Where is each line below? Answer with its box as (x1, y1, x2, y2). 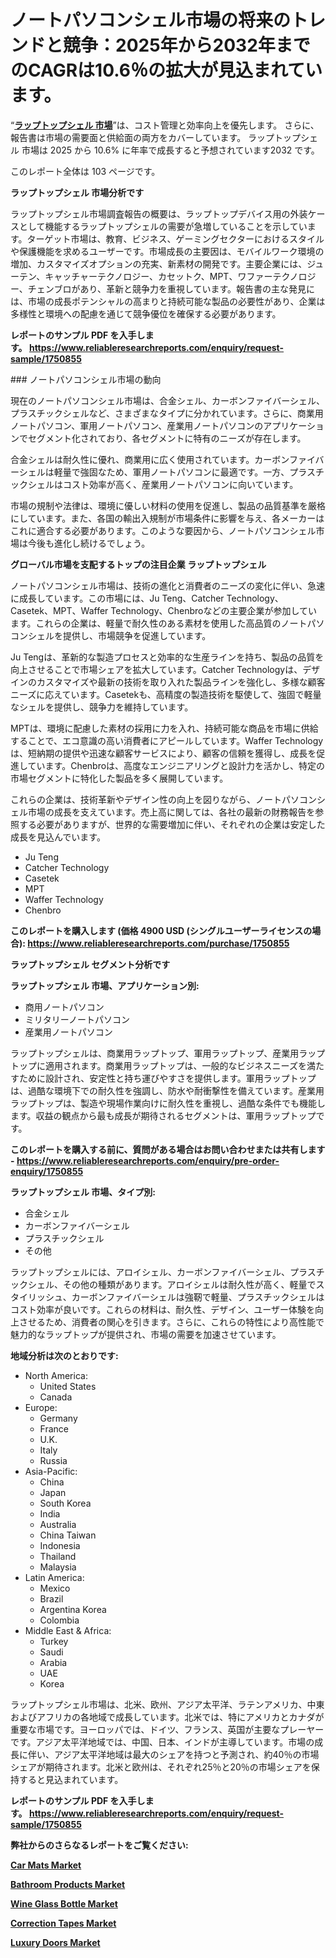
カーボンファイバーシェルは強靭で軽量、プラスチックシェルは (71, 1291, 325, 1303)
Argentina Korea (39, 1603, 107, 1615)
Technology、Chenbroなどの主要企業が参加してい (110, 604, 318, 616)
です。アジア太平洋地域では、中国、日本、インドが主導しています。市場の (10, 1736, 315, 1748)
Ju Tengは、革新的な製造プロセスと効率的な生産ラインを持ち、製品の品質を (10, 651, 325, 663)
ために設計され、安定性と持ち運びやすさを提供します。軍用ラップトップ (18, 1072, 317, 1084)
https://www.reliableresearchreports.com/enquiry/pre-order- (16, 1154, 280, 1166)
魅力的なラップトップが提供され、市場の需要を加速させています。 (10, 1328, 282, 1340)
